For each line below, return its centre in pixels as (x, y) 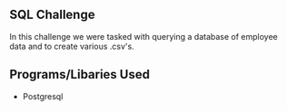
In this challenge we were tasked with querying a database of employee (144, 36)
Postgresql (43, 96)
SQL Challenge (52, 15)
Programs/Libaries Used (79, 74)
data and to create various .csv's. (72, 46)
